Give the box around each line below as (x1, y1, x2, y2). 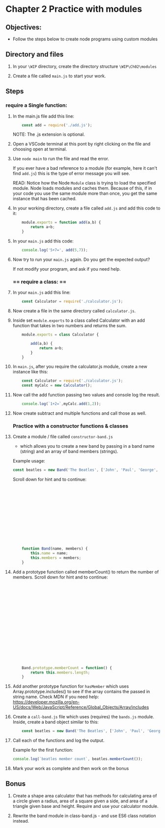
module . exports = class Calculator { (22, 332, 99, 337)
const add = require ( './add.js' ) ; (22, 123, 92, 127)
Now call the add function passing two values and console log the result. (12, 392, 160, 398)
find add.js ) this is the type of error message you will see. (12, 171, 130, 177)
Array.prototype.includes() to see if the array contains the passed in (12, 689, 150, 695)
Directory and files (5, 50, 64, 59)
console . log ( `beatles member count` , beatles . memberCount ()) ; (12, 757, 143, 762)
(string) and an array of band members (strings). (20, 449, 118, 455)
